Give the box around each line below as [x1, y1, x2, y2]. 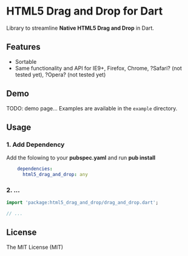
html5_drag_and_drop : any [22, 172, 88, 178]
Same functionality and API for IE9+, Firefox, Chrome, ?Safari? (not [15, 64, 182, 72]
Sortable [15, 58, 37, 65]
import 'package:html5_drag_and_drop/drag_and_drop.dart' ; [6, 200, 159, 206]
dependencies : [17, 166, 53, 172]
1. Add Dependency [6, 140, 65, 149]
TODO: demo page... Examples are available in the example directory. [6, 104, 178, 112]
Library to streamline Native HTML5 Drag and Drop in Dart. [6, 24, 155, 32]
